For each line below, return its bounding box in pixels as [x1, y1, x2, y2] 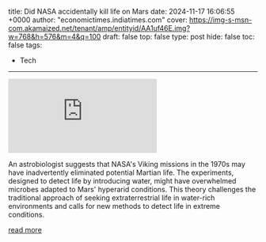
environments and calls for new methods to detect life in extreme [8, 202, 220, 210]
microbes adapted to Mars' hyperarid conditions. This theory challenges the [8, 185, 256, 194]
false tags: [8, 40, 43, 50]
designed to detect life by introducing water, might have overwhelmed [8, 176, 237, 185]
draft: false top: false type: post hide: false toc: [102, 32, 255, 41]
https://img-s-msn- [188, 15, 253, 25]
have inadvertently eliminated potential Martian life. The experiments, [8, 168, 234, 177]
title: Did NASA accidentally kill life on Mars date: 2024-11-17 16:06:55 [8, 7, 235, 16]
